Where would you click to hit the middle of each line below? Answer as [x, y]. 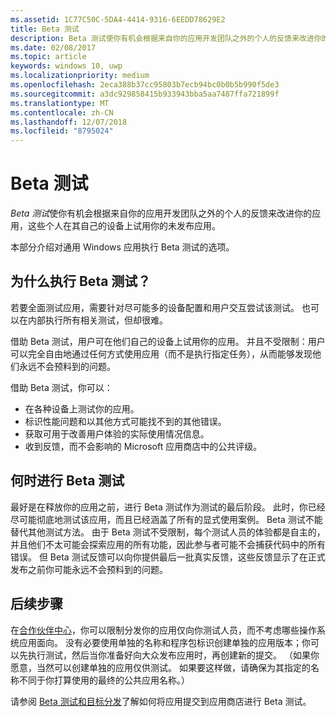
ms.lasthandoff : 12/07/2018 [69, 122]
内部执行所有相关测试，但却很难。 [97, 320]
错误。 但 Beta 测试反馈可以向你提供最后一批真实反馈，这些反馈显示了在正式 [168, 557]
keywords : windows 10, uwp [66, 66]
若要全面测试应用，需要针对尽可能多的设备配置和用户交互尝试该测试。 [155, 307]
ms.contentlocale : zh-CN [62, 112]
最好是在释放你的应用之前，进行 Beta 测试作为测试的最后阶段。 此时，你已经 [168, 507]
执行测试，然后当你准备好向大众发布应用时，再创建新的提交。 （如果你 [173, 655]
